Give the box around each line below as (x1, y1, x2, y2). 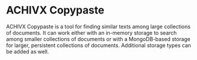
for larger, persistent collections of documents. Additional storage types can (6, 42, 192, 49)
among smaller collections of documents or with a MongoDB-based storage (6, 35, 191, 42)
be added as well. (6, 48, 49, 55)
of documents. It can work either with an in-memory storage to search (6, 29, 177, 36)
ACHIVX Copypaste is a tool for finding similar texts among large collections (6, 23, 191, 30)
